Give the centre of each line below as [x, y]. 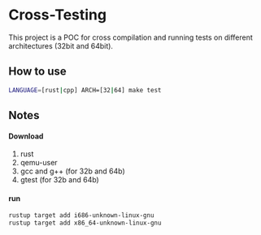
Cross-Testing [58, 15]
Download [26, 136]
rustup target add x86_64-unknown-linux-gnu [85, 223]
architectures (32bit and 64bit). [61, 45]
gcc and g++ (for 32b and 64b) [73, 171]
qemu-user [39, 163]
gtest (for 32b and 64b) [59, 180]
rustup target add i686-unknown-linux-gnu [81, 216]
